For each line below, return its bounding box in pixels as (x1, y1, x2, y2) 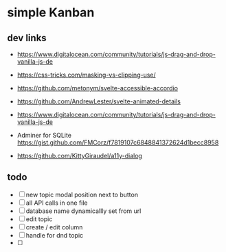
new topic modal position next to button (25, 190, 139, 199)
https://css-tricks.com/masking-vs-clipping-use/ (16, 71, 156, 79)
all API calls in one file (25, 199, 88, 207)
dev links (7, 32, 47, 44)
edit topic (25, 214, 53, 223)
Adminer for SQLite (16, 131, 72, 139)
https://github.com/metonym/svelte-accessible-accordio (16, 84, 179, 92)
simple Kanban (7, 5, 95, 21)
